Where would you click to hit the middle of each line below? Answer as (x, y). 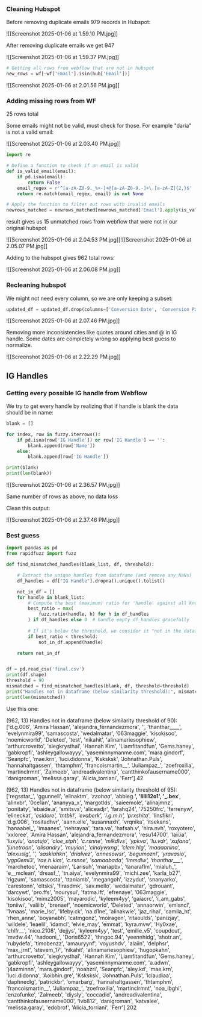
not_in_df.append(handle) (71, 642)
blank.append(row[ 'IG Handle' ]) (69, 457)
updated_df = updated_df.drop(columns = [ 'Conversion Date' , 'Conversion (98, 309)
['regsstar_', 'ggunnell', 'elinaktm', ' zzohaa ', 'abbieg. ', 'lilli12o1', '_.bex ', (94, 796)
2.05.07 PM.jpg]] (27, 246)
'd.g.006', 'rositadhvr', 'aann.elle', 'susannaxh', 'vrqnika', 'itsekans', (89, 822)
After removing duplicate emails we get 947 (60, 45)
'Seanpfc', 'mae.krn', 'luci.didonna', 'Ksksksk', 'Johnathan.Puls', (84, 759)
